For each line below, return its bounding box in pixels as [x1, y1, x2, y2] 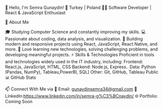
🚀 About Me [5, 19, 29, 25]
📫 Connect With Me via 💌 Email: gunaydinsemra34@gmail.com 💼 [5, 86, 138, 92]
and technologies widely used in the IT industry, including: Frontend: [5, 59, 143, 64]
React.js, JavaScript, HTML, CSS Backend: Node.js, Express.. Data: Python [5, 64, 156, 70]
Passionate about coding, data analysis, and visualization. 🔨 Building [5, 36, 143, 41]
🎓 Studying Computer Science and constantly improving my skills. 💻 [5, 29, 146, 35]
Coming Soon [5, 99, 33, 104]
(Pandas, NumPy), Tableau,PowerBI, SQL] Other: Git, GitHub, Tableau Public [5, 69, 159, 75]
